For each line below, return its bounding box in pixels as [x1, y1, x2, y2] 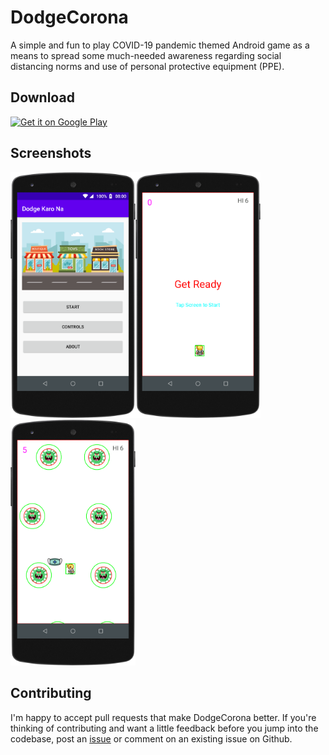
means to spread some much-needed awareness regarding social [10, 49, 282, 61]
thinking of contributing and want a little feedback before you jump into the [10, 722, 319, 734]
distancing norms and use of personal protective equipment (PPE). [10, 60, 285, 72]
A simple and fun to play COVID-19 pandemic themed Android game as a [10, 39, 310, 51]
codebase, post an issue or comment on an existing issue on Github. [10, 732, 293, 745]
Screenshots [10, 145, 92, 162]
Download [10, 89, 75, 106]
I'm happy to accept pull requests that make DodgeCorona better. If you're [10, 711, 317, 723]
